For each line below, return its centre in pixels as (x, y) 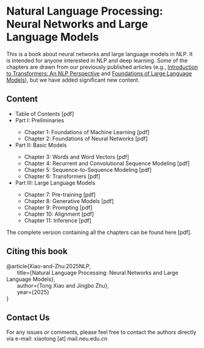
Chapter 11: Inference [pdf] (58, 220)
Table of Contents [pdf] (44, 113)
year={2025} (33, 292)
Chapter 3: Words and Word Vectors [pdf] (77, 157)
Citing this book (37, 251)
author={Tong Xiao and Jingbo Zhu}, (63, 285)
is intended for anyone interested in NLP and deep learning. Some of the (97, 60)
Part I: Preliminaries (40, 120)
